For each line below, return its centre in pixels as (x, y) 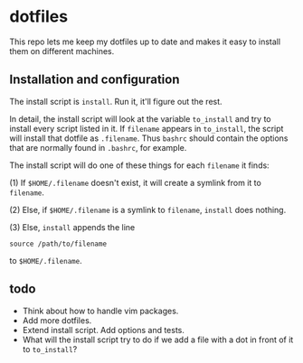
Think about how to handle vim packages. (100, 311)
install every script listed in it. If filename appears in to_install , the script (147, 128)
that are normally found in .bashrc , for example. (98, 147)
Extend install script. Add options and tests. (104, 330)
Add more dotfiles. (57, 320)
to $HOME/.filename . (46, 260)
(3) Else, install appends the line (72, 227)
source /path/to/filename (58, 244)
